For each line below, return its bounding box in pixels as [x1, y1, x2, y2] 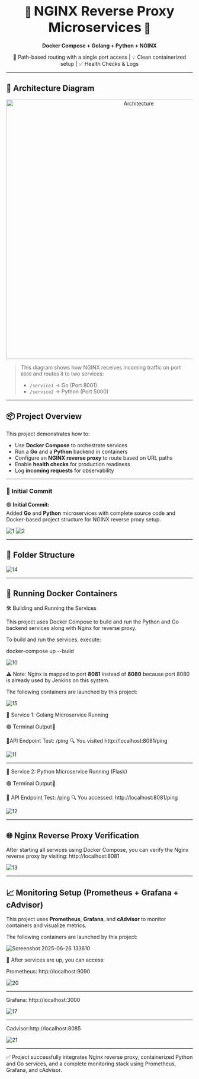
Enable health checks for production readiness [14, 460, 130, 467]
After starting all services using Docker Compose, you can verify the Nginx [6, 846, 189, 854]
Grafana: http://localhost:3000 [6, 997, 81, 1004]
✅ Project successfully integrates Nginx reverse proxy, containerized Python [6, 1053, 193, 1061]
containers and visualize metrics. [6, 922, 87, 929]
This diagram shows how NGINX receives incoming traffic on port [20, 364, 181, 371]
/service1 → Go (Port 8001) [29, 381, 98, 389]
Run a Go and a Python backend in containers [14, 448, 128, 455]
